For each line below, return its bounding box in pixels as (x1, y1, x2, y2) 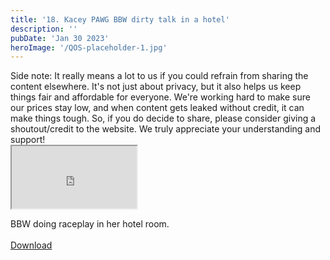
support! (10, 134, 46, 146)
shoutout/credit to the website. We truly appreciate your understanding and (10, 123, 322, 135)
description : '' (10, 24, 78, 34)
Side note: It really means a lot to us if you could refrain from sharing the (10, 70, 309, 82)
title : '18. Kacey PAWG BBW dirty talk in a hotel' (10, 14, 230, 25)
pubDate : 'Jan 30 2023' (10, 33, 110, 43)
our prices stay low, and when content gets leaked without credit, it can (10, 102, 305, 114)
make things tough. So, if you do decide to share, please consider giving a (10, 112, 317, 125)
